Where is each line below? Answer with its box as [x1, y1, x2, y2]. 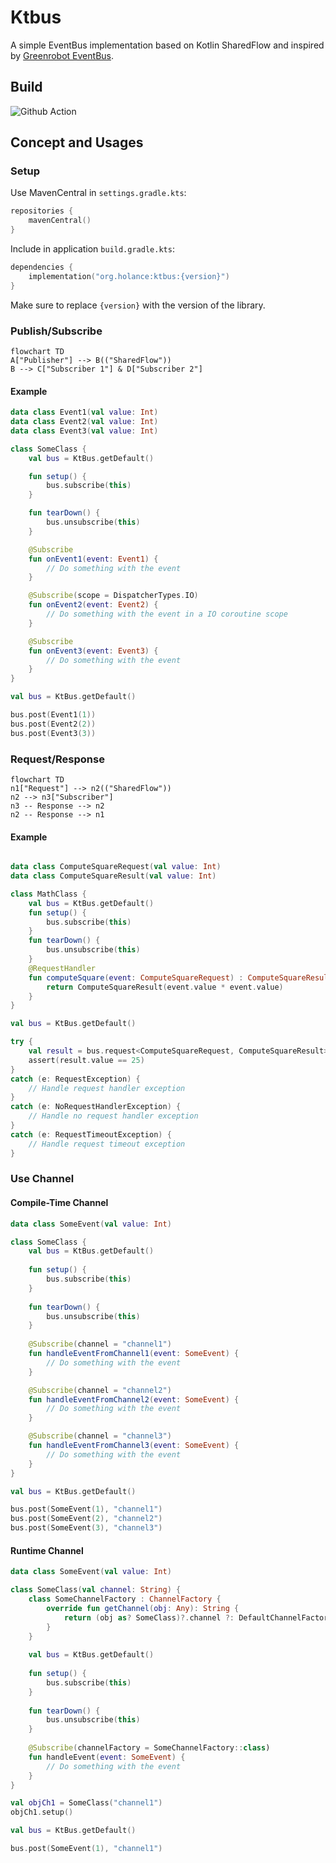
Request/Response [10, 752, 105, 766]
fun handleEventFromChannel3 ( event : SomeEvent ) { [28, 1441, 240, 1451]
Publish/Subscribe [10, 324, 103, 338]
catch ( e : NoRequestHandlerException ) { [10, 1102, 182, 1112]
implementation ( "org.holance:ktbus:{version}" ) [28, 271, 230, 281]
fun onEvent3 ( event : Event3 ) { [28, 646, 159, 656]
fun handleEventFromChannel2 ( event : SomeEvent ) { [28, 1394, 240, 1405]
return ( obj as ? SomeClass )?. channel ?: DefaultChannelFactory [63, 1612, 333, 1623]
